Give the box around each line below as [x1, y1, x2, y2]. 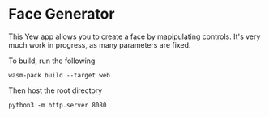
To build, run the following [8, 56, 96, 65]
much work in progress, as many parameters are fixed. [8, 40, 191, 49]
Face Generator [8, 5, 115, 23]
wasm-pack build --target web [8, 71, 111, 79]
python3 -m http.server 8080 [8, 101, 107, 109]
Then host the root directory [8, 86, 103, 95]
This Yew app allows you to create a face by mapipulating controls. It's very [8, 31, 261, 41]
